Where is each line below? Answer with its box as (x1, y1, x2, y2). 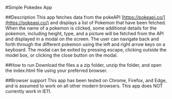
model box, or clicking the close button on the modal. (5, 52, 118, 58)
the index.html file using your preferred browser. (5, 67, 108, 73)
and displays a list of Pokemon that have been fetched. (50, 20, 166, 26)
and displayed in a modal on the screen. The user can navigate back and (5, 36, 159, 42)
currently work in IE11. (5, 88, 51, 94)
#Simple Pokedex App (5, 5, 52, 10)
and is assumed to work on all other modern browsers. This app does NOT (5, 83, 163, 89)
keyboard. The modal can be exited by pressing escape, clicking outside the (5, 47, 167, 53)
